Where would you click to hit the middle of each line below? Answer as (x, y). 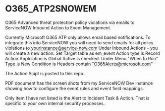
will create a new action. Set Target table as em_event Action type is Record (82, 53)
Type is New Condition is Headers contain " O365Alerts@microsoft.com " (79, 64)
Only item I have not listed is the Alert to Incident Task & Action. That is (77, 98)
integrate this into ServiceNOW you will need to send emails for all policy (79, 42)
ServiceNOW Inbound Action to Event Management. (58, 27)
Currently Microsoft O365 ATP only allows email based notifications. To (78, 37)
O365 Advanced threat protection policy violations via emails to (70, 22)
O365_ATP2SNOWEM (51, 9)
